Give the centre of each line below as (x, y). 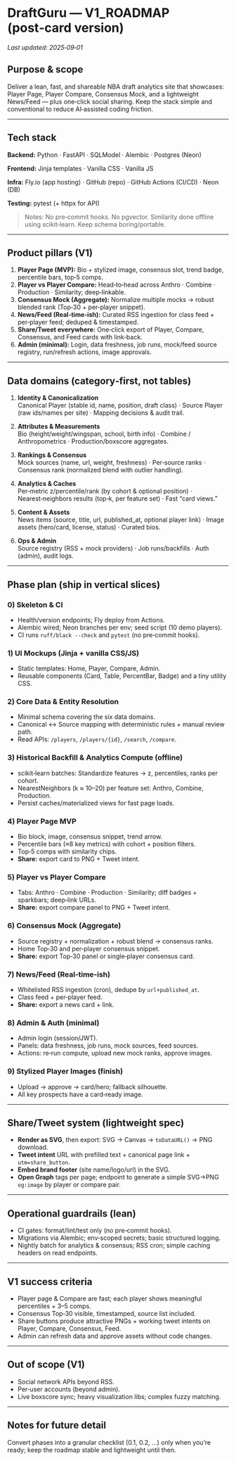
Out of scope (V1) (46, 1365)
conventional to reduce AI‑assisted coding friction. (80, 109)
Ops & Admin (37, 541)
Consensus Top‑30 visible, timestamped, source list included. (107, 1313)
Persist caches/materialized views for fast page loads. (96, 803)
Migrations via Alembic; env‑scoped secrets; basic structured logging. (119, 1238)
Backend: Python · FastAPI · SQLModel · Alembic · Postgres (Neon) (105, 155)
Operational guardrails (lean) (72, 1214)
